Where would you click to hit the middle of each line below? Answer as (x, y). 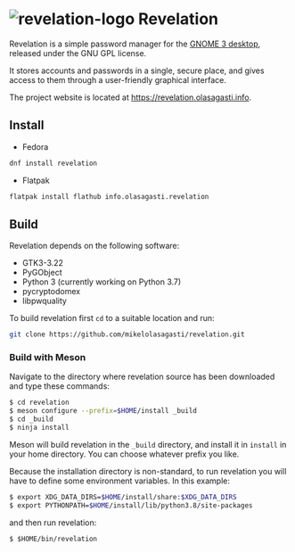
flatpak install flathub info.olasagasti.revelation (109, 196)
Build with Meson (48, 358)
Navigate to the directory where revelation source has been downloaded (142, 377)
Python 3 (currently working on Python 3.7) (102, 282)
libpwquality (44, 301)
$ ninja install (39, 428)
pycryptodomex (51, 292)
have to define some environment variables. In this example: (119, 481)
